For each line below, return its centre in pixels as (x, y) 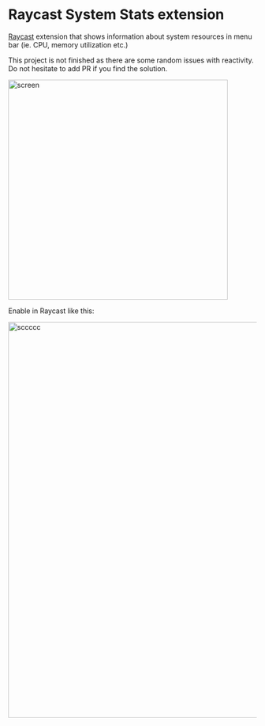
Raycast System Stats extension (116, 15)
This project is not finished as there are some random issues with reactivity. (131, 60)
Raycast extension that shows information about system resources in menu (130, 36)
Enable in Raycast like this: (51, 311)
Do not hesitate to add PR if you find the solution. (88, 68)
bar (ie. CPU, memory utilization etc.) (68, 44)
